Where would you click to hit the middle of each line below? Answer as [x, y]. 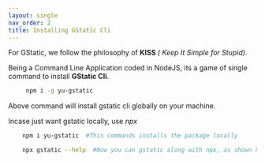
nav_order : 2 [30, 23]
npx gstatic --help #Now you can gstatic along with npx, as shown [137, 150]
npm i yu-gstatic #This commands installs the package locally [130, 136]
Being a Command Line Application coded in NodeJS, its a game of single [128, 68]
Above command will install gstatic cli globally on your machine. [112, 106]
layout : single [33, 15]
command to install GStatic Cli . [59, 77]
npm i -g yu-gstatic [59, 91]
